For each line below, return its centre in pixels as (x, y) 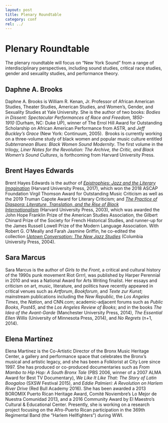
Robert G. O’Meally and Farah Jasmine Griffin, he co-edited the (70, 231)
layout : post (19, 10)
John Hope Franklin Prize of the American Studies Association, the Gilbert (81, 215)
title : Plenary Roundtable (33, 15)
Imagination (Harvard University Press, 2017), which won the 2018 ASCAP (81, 188)
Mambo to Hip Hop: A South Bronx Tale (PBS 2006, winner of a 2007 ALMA (83, 373)
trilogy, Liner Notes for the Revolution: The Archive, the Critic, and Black (80, 150)
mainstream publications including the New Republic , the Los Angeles (77, 296)
